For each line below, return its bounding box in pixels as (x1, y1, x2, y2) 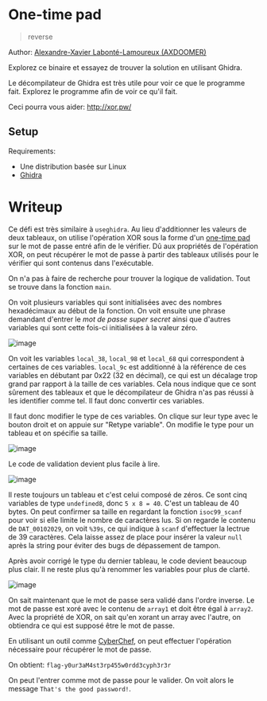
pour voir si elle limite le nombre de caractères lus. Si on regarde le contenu (8, 515, 256, 524)
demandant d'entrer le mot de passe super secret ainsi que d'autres (8, 314, 231, 324)
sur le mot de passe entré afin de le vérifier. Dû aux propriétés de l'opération (8, 241, 258, 251)
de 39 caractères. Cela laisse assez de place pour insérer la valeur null (8, 532, 242, 542)
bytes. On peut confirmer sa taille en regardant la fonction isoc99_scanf (8, 507, 242, 516)
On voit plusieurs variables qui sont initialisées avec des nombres (8, 297, 222, 307)
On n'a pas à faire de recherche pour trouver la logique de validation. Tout (8, 273, 250, 283)
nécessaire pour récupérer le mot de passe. (8, 645, 152, 654)
